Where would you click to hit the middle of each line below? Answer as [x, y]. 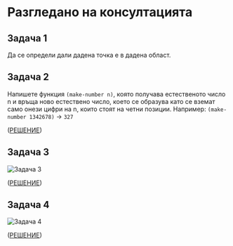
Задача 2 [28, 77]
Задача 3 [28, 152]
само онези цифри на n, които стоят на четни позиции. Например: [107, 109]
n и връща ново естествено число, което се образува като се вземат [111, 101]
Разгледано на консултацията [100, 12]
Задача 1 [27, 38]
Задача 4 [28, 205]
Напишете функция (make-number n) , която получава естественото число [116, 94]
